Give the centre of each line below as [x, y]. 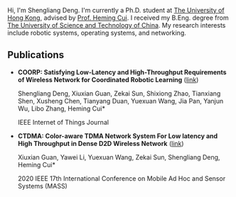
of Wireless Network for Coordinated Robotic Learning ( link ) [108, 79]
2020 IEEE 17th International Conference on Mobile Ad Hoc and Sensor [122, 178]
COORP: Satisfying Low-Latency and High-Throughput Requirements [122, 72]
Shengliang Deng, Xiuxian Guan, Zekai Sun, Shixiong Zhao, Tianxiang [119, 93]
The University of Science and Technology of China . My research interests [117, 25]
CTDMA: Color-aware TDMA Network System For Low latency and [118, 136]
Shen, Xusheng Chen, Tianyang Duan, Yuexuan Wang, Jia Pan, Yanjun [120, 101]
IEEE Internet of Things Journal [63, 122]
